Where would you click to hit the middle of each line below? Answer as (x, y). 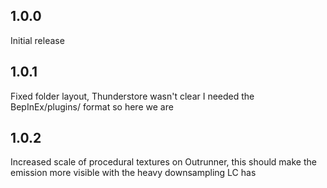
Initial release (37, 40)
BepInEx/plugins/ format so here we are (92, 106)
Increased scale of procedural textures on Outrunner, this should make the (163, 162)
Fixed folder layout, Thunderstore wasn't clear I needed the (132, 96)
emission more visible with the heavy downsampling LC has (133, 173)
